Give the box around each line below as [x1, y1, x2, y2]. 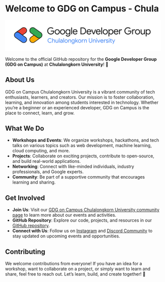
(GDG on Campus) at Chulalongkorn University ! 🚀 [5, 61, 109, 67]
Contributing [5, 247, 45, 256]
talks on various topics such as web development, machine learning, [12, 142, 152, 148]
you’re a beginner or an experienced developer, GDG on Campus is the [5, 104, 150, 110]
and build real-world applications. [12, 158, 81, 164]
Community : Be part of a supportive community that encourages [12, 174, 145, 180]
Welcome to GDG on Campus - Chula [5, 3, 159, 14]
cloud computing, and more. [12, 148, 70, 154]
